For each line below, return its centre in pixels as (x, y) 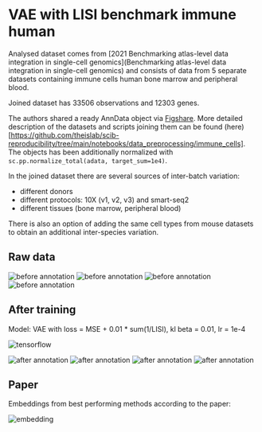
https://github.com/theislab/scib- (65, 135)
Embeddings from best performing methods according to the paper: (119, 404)
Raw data (32, 257)
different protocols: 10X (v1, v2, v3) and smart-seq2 (104, 200)
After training (42, 310)
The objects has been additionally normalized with (91, 152)
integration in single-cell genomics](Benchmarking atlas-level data (117, 62)
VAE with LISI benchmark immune (122, 15)
